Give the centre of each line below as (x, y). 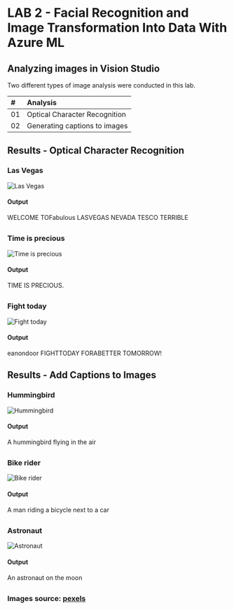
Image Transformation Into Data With (117, 28)
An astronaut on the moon (45, 577)
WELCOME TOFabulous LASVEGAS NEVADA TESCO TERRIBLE (98, 217)
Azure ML (36, 43)
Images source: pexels (47, 599)
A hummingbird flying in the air (52, 442)
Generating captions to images (77, 126)
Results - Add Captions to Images (82, 375)
